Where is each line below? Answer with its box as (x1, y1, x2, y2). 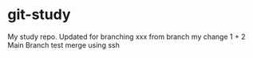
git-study (7, 6, 71, 24)
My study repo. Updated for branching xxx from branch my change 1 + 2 (7, 32, 246, 41)
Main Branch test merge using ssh (7, 40, 121, 49)
